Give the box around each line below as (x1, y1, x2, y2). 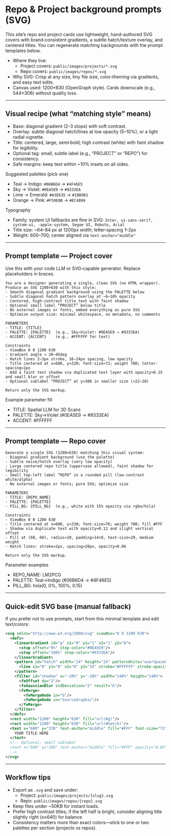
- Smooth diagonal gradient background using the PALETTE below (5, 289, 145, 294)
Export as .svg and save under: (12, 787, 78, 793)
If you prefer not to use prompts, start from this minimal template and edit (5, 616, 159, 622)
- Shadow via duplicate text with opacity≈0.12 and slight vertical (5, 526, 154, 531)
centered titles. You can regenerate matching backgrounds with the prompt (5, 42, 163, 48)
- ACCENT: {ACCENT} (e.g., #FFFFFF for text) (5, 334, 110, 339)
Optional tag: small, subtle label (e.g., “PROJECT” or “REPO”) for (12, 150, 148, 156)
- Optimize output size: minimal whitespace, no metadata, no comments (5, 312, 160, 317)
